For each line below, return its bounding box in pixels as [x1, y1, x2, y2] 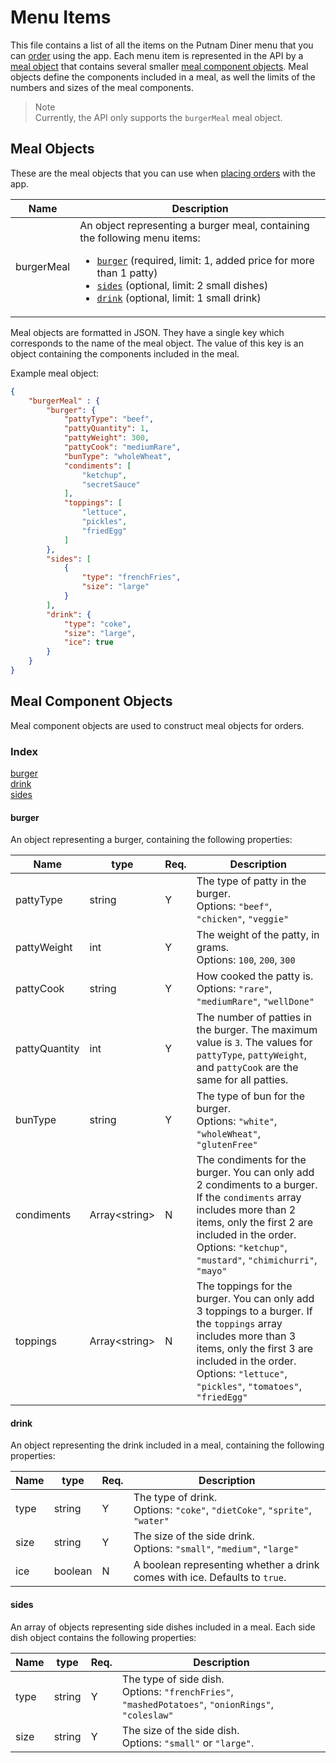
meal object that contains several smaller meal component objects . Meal [10, 60, 309, 72]
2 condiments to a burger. [196, 1178, 318, 1192]
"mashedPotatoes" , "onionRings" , [121, 1697, 274, 1711]
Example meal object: [10, 367, 100, 379]
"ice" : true [63, 637, 114, 648]
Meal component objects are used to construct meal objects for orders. [10, 719, 305, 731]
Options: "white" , [196, 1114, 278, 1128]
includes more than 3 [196, 1329, 297, 1343]
